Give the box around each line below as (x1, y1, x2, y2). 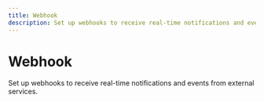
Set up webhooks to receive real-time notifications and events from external (8, 78, 255, 88)
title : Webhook (8, 11, 58, 20)
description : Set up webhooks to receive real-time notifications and (8, 19, 244, 27)
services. (8, 87, 38, 97)
